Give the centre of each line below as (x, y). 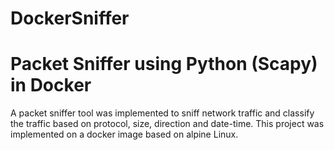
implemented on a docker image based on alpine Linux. (124, 134)
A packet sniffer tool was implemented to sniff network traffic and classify (162, 113)
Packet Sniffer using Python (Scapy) (164, 64)
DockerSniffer (70, 18)
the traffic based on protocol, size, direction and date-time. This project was (167, 124)
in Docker (51, 85)
